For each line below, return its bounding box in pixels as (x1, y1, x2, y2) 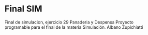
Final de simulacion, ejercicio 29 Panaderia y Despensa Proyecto (4, 19, 134, 25)
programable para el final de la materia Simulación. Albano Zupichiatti (4, 24, 143, 30)
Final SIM (4, 3, 43, 14)
